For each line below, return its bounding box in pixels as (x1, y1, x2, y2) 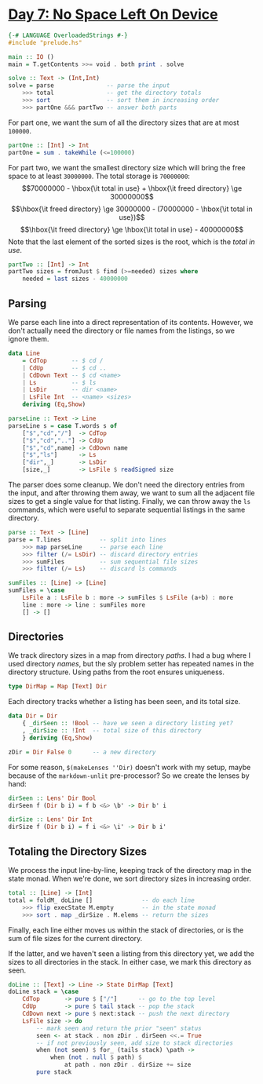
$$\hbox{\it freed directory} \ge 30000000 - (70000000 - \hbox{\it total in (11, 204, 253, 214)
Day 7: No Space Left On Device (8, 5, 218, 24)
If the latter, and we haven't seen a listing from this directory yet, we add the (8, 948, 255, 958)
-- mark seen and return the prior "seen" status (36, 1024, 202, 1032)
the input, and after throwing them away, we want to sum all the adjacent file (8, 488, 255, 498)
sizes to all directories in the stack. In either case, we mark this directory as (8, 957, 252, 966)
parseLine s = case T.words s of (8, 422, 118, 429)
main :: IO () (8, 53, 55, 60)
